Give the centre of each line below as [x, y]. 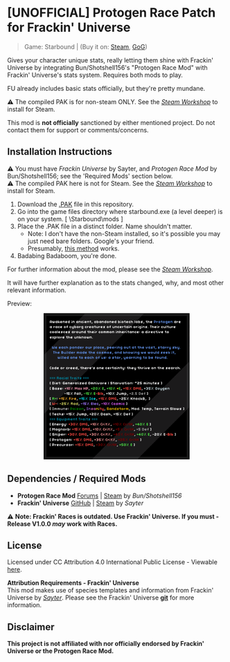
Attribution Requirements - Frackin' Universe [73, 583]
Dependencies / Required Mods [77, 479]
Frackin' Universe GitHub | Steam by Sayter [80, 503]
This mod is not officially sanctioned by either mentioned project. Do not [111, 122]
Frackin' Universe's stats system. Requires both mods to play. [95, 75]
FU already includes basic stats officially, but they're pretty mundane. [106, 88]
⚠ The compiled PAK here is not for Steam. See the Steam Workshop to [110, 183]
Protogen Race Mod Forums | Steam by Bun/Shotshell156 [99, 495]
